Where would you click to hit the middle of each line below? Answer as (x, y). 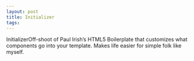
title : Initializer (30, 17)
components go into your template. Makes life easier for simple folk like (94, 46)
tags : (13, 23)
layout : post (22, 12)
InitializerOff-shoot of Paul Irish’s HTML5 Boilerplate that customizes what (97, 40)
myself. (15, 52)
